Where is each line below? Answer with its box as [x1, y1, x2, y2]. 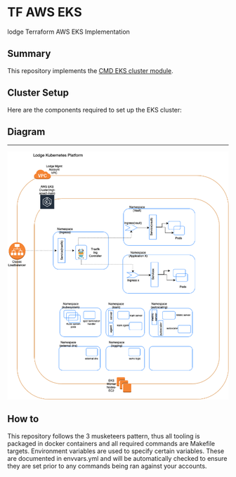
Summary [7, 48, 51, 60]
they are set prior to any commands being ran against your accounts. [7, 462, 207, 470]
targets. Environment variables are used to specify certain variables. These [7, 447, 225, 455]
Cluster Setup [7, 87, 69, 99]
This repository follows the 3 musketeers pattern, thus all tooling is [7, 431, 200, 440]
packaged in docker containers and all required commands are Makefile [7, 439, 216, 447]
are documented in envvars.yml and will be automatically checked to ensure [7, 454, 228, 462]
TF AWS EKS [7, 4, 82, 20]
